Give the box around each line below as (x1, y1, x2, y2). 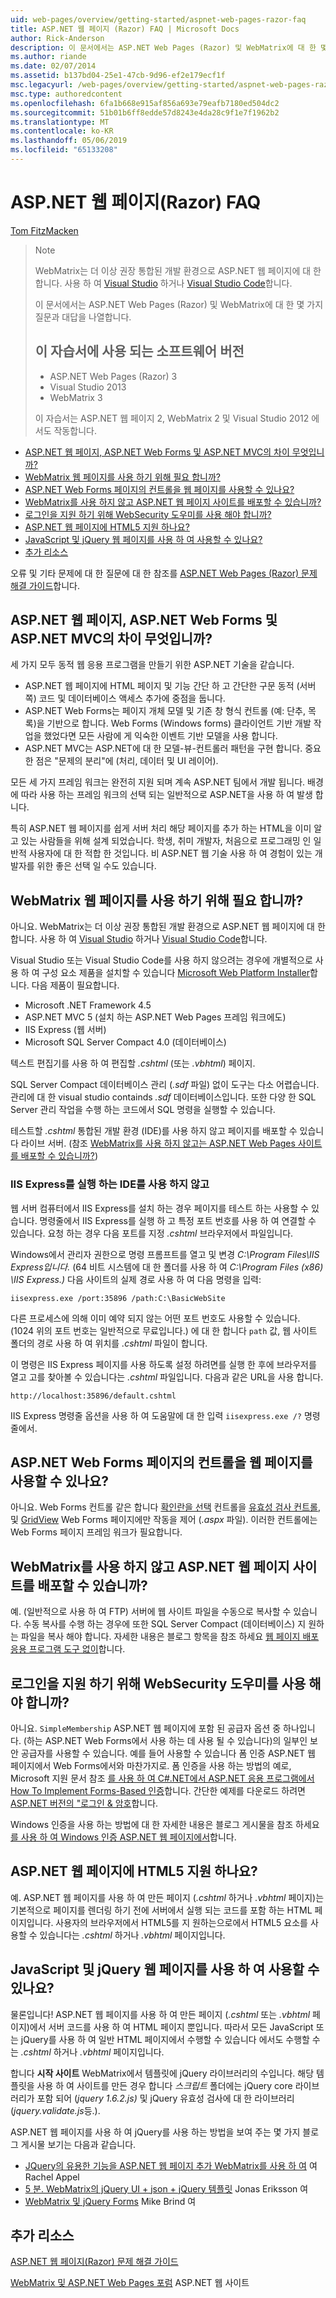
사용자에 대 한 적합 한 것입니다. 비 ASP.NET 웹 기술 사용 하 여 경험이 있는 (28, 847, 313, 860)
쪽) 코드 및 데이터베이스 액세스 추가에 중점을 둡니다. (24, 692, 226, 705)
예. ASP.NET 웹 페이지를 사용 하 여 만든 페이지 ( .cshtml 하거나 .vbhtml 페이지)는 (10, 1891, 325, 1903)
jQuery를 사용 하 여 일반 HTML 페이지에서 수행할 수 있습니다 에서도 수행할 (20, 2033, 310, 2045)
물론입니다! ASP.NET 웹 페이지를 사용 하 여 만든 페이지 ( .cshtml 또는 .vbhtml (10, 2008, 311, 2020)
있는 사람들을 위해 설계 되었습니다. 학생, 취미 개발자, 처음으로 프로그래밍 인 (20, 835, 312, 847)
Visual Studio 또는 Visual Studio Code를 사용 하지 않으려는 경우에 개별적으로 (10, 954, 313, 966)
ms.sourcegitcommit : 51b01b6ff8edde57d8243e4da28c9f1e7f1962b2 (10, 107, 280, 118)
